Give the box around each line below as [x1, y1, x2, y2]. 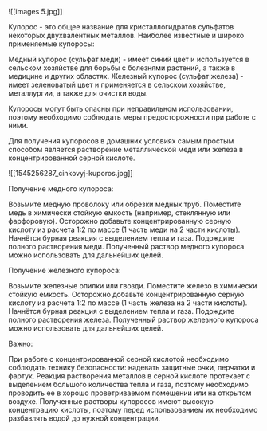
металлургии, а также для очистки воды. [8, 88, 149, 98]
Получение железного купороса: [8, 266, 121, 275]
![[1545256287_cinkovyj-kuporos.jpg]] [8, 169, 133, 178]
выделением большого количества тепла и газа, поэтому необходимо [8, 380, 249, 389]
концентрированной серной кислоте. [8, 153, 135, 163]
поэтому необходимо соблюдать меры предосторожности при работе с [8, 112, 257, 122]
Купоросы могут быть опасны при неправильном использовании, [8, 104, 234, 113]
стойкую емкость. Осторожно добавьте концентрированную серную [8, 290, 245, 299]
